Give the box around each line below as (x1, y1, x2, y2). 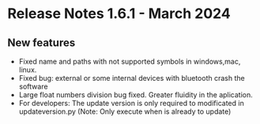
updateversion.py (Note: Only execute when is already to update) (18, 107, 232, 116)
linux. (18, 65, 37, 75)
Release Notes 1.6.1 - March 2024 (7, 5, 231, 23)
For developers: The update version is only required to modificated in (18, 99, 244, 108)
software (18, 82, 48, 91)
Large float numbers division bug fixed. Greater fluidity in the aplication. (18, 90, 254, 99)
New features (7, 36, 76, 49)
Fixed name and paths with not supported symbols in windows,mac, (18, 57, 241, 66)
